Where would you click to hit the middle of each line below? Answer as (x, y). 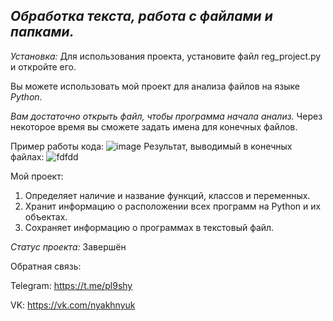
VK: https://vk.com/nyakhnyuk (73, 305)
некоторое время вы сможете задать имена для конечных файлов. (154, 126)
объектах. (46, 216)
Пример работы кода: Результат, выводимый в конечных (151, 146)
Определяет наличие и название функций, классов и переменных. (167, 195)
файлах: (27, 156)
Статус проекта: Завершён (68, 246)
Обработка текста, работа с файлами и (141, 16)
